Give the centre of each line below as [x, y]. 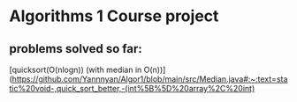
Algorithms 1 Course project [114, 16]
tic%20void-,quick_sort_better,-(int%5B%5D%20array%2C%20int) [132, 88]
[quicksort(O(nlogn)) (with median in [76, 69]
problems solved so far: [76, 49]
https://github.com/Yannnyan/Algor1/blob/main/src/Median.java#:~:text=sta [150, 79]
